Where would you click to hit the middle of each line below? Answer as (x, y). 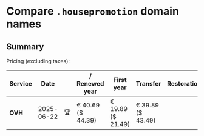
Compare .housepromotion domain (93, 11)
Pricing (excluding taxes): (38, 61)
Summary (25, 46)
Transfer (148, 83)
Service (21, 83)
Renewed (90, 83)
